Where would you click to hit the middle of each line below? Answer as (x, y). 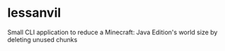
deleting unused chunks (42, 39)
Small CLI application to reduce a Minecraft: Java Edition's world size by (112, 32)
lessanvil (34, 13)
